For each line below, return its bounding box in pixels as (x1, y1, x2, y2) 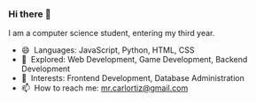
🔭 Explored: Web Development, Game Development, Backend (20, 55, 248, 65)
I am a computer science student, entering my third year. (8, 28, 215, 39)
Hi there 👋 (8, 8, 52, 20)
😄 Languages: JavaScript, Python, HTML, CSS (20, 45, 196, 55)
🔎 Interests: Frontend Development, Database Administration (20, 73, 245, 84)
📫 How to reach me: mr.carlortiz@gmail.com (20, 83, 189, 93)
